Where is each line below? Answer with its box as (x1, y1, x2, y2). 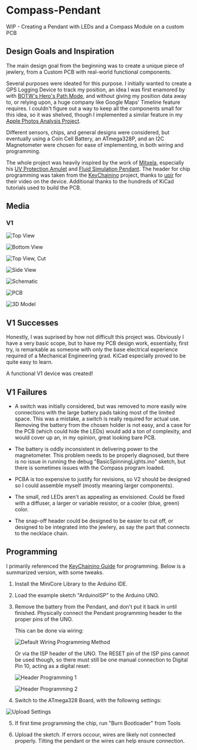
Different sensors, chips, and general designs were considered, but (6, 129, 170, 136)
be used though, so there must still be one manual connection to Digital (14, 656, 188, 663)
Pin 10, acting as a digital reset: (14, 662, 90, 669)
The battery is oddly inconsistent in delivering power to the (14, 446, 158, 453)
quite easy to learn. (6, 358, 53, 366)
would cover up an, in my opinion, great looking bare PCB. (14, 434, 156, 441)
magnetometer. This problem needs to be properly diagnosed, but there (14, 452, 189, 459)
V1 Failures (6, 387, 47, 397)
